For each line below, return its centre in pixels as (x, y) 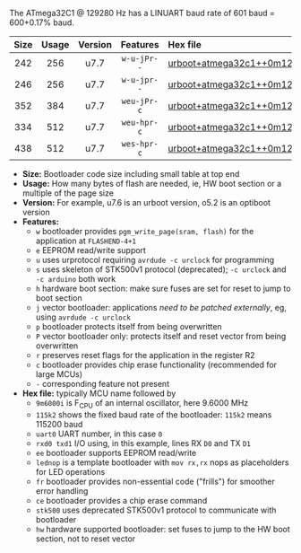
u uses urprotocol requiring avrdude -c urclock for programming (155, 260)
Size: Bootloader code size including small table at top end (131, 174)
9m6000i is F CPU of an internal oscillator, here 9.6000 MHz (142, 404)
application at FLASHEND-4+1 (86, 241)
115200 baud (59, 424)
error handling (62, 491)
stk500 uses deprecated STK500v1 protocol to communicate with (156, 510)
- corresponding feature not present (103, 384)
